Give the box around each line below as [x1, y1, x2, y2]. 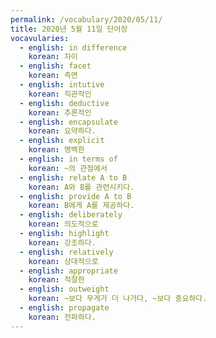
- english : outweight [19, 284, 110, 295]
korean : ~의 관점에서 [28, 163, 108, 173]
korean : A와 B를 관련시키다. [28, 182, 135, 192]
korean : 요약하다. [28, 126, 97, 136]
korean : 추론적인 [28, 107, 92, 118]
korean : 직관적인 [28, 89, 92, 99]
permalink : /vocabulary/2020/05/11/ [10, 14, 163, 25]
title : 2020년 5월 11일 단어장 [10, 24, 128, 34]
